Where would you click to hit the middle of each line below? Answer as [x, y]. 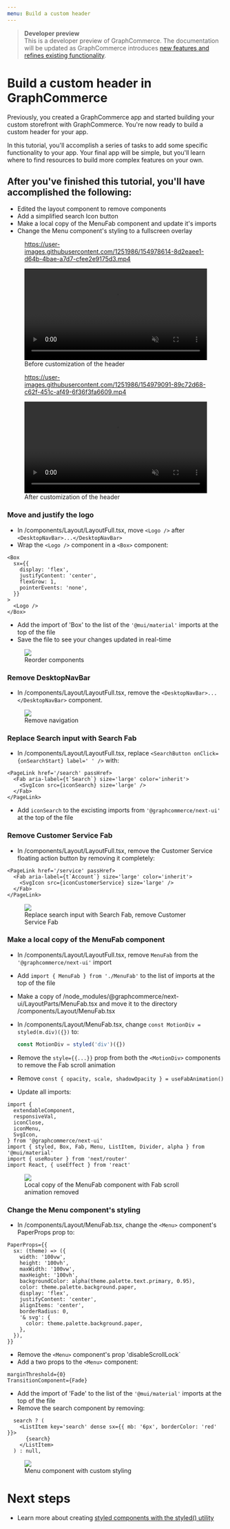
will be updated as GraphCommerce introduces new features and [117, 48]
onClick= [206, 754]
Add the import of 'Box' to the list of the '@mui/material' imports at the [118, 625]
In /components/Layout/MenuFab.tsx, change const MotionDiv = [109, 1024]
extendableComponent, [44, 1110]
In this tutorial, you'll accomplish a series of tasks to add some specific [107, 145]
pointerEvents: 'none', [54, 588]
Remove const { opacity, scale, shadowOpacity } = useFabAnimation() [121, 1078]
